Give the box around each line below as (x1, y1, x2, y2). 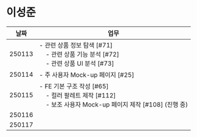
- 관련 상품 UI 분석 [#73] (45, 59, 114, 68)
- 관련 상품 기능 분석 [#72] (45, 50, 120, 58)
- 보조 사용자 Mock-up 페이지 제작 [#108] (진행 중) (45, 100, 188, 108)
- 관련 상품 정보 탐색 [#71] (39, 41, 113, 49)
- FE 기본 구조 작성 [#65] (39, 82, 109, 90)
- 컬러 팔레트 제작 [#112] (45, 91, 116, 99)
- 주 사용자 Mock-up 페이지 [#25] (39, 71, 135, 79)
